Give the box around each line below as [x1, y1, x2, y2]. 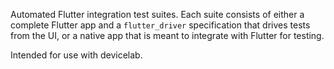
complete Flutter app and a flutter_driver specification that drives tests [10, 19, 311, 31]
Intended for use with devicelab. [10, 49, 143, 61]
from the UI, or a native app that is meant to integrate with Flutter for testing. [10, 30, 325, 41]
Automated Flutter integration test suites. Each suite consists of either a [10, 9, 305, 20]
